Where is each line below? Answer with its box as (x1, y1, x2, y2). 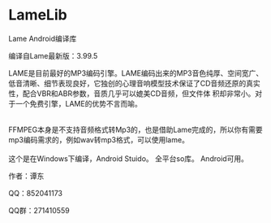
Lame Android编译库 (8, 33, 77, 43)
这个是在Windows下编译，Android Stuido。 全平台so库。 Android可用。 (8, 153, 249, 164)
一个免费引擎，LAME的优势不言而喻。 (15, 98, 142, 108)
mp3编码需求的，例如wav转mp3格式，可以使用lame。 (8, 134, 189, 144)
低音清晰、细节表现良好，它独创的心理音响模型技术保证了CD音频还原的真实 (8, 78, 261, 88)
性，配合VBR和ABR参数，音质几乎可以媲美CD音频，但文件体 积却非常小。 (8, 88, 256, 98)
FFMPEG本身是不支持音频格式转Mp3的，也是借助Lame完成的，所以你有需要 (8, 125, 264, 134)
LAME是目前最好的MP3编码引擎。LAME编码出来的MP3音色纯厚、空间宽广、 (8, 68, 264, 78)
